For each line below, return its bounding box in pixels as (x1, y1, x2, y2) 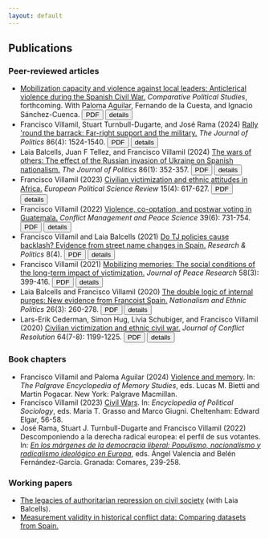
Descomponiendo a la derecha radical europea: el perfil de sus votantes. (19, 431, 261, 441)
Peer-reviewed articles (8, 65, 100, 76)
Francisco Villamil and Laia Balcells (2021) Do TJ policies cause (19, 232, 230, 241)
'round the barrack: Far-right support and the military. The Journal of (19, 128, 249, 138)
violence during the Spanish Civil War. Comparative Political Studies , (19, 92, 247, 102)
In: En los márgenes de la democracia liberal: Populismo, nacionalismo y (19, 440, 261, 450)
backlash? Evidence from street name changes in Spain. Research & (19, 241, 247, 250)
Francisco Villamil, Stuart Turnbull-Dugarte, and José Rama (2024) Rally (19, 119, 259, 129)
